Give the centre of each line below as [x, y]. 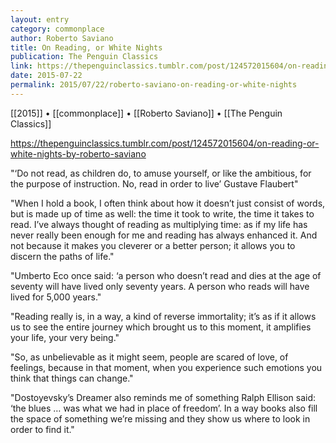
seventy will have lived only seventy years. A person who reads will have [160, 286]
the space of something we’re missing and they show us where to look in [160, 418]
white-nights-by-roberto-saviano [78, 153]
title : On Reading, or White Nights [86, 47]
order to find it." [42, 429]
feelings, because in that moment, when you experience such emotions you [166, 367]
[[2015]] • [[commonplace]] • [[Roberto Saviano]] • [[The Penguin [146, 113]
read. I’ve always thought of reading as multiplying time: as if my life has [159, 224]
